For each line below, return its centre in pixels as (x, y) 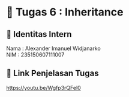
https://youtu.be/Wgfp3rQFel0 (43, 87)
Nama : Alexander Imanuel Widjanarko (53, 48)
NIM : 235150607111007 (35, 55)
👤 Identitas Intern (39, 34)
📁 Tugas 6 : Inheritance (65, 12)
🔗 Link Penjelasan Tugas (52, 73)
